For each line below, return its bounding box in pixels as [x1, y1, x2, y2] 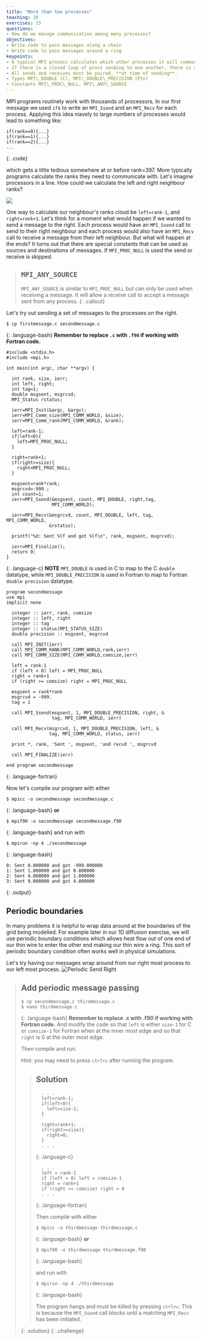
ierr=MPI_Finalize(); [11, 544, 66, 550]
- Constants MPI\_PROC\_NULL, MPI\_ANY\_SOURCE [6, 82, 127, 88]
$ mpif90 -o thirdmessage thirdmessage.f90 [35, 1247, 147, 1253]
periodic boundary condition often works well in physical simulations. [6, 948, 177, 955]
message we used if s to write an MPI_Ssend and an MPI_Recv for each [6, 104, 177, 111]
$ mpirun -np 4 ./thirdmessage [35, 1281, 114, 1287]
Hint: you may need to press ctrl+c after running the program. [20, 1057, 175, 1064]
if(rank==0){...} [6, 128, 50, 134]
